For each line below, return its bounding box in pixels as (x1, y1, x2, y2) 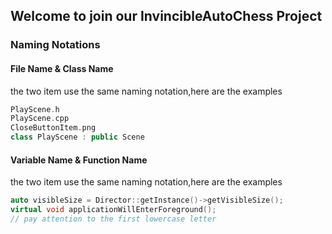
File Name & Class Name (10, 62, 114, 74)
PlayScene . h (10, 104, 60, 114)
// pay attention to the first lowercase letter (10, 214, 217, 224)
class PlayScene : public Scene (10, 132, 145, 143)
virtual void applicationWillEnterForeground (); (10, 205, 217, 215)
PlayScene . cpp (10, 114, 70, 124)
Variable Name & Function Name (10, 154, 148, 166)
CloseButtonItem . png (10, 123, 97, 133)
